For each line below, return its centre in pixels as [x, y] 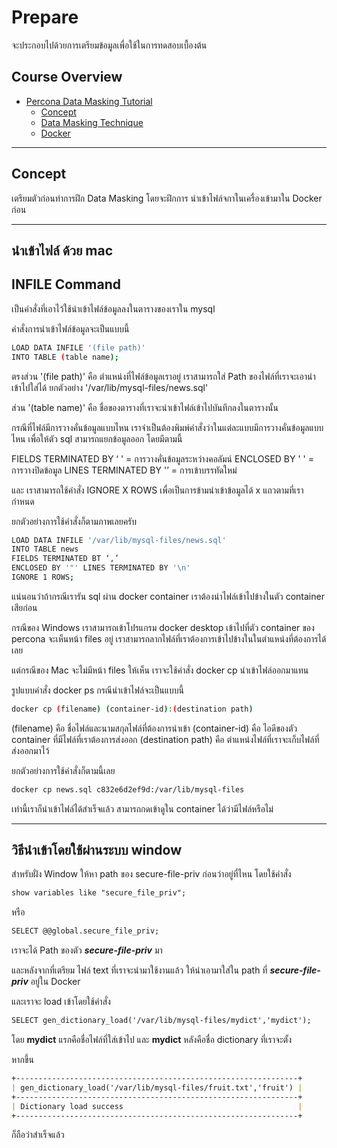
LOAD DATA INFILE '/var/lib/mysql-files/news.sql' [119, 540]
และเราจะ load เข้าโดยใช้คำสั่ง [61, 1002]
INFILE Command [66, 284]
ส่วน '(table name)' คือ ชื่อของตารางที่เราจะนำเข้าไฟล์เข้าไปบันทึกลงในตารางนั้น [145, 407]
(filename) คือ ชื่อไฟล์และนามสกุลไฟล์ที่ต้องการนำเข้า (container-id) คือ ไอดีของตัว [154, 728]
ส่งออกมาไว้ [30, 750]
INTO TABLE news [45, 549]
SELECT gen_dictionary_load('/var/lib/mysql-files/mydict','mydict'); [161, 1021]
